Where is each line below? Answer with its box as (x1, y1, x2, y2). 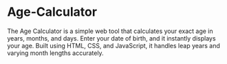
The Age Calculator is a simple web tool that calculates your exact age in (7, 27, 213, 35)
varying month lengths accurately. (7, 49, 105, 57)
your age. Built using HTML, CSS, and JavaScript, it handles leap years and (7, 41, 220, 50)
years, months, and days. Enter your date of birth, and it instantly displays (7, 34, 216, 42)
